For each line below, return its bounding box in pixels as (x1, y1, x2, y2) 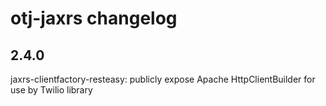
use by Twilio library (10, 84, 93, 96)
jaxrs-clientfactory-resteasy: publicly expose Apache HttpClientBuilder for (10, 73, 316, 85)
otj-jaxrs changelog (10, 7, 178, 30)
